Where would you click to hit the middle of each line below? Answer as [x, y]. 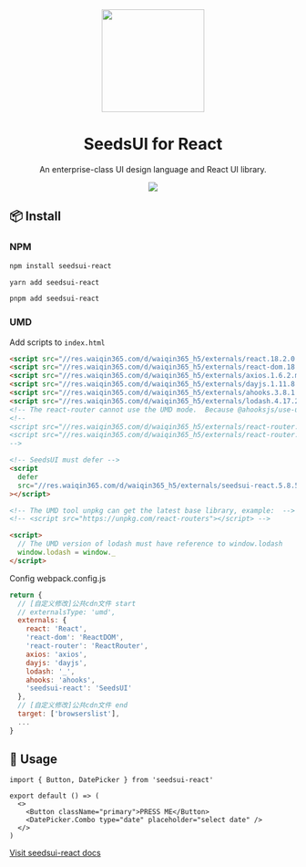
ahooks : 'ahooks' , [61, 680]
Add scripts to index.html [57, 342]
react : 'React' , [57, 629]
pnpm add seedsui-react [55, 299]
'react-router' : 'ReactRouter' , [87, 646]
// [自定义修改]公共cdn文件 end [73, 705]
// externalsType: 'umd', [67, 612]
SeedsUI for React [153, 144]
